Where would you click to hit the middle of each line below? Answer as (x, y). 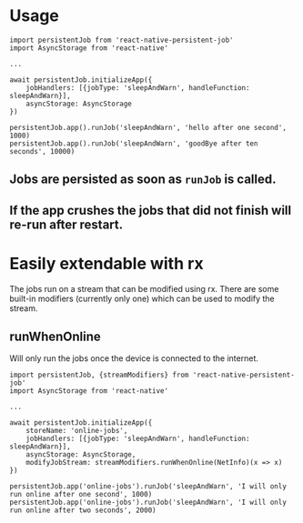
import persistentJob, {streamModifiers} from (99, 375)
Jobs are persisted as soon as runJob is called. (143, 180)
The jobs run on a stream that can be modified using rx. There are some (144, 288)
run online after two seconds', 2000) (83, 510)
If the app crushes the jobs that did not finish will (151, 210)
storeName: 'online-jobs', (77, 431)
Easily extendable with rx (107, 263)
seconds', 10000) (42, 151)
